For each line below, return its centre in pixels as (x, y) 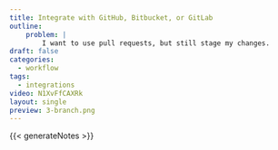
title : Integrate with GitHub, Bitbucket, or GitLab (111, 18)
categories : (32, 60)
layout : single (38, 102)
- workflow (38, 69)
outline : (26, 26)
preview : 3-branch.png (52, 110)
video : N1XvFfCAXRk (46, 93)
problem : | (46, 34)
